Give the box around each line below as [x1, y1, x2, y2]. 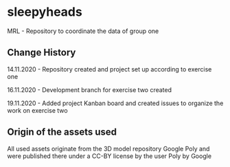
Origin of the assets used [7, 126, 117, 138]
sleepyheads [7, 4, 82, 20]
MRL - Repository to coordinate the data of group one [7, 27, 159, 35]
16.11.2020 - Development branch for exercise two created [7, 85, 172, 93]
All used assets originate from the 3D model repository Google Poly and [7, 144, 210, 153]
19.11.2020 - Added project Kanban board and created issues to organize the [7, 99, 224, 107]
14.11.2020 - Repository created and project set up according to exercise [7, 65, 212, 73]
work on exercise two [7, 106, 68, 114]
